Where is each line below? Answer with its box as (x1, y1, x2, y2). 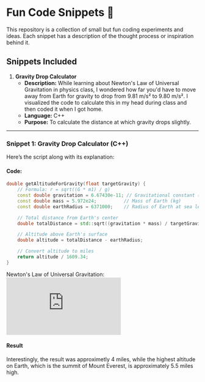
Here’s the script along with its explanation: (6, 153, 115, 161)
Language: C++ (24, 111, 65, 119)
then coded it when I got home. (24, 105, 103, 113)
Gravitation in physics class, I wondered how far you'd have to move (24, 86, 196, 93)
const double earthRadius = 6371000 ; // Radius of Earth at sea (17, 203, 192, 210)
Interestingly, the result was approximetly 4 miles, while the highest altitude (6, 355, 196, 363)
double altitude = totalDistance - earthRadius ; (17, 237, 143, 244)
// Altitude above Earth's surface (17, 231, 108, 238)
